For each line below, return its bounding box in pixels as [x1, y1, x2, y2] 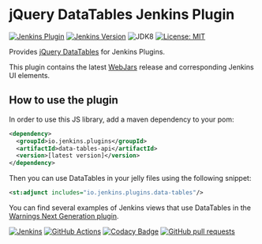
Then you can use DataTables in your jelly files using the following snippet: [9, 174, 252, 183]
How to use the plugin [9, 93, 119, 107]
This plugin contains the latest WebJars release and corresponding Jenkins [9, 62, 255, 72]
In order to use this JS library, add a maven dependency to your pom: [9, 114, 234, 124]
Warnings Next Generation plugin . [9, 212, 119, 220]
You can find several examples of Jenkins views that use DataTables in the [9, 203, 252, 212]
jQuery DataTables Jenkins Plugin [9, 6, 235, 24]
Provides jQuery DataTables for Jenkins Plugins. [9, 47, 165, 56]
